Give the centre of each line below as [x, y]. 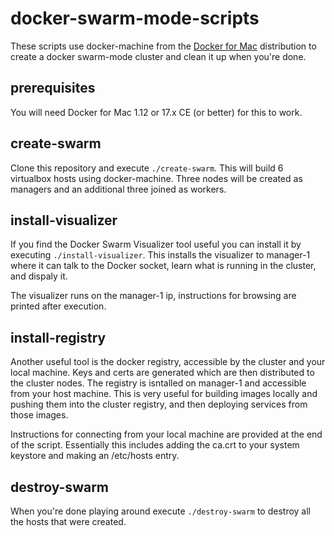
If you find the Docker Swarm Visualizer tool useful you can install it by [156, 244]
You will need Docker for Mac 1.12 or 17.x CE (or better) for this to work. [156, 112]
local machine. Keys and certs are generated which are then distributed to [162, 373]
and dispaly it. [39, 276]
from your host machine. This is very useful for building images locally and [164, 394]
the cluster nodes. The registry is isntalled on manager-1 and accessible [158, 383]
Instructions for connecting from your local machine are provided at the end [166, 434]
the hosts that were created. [68, 521]
